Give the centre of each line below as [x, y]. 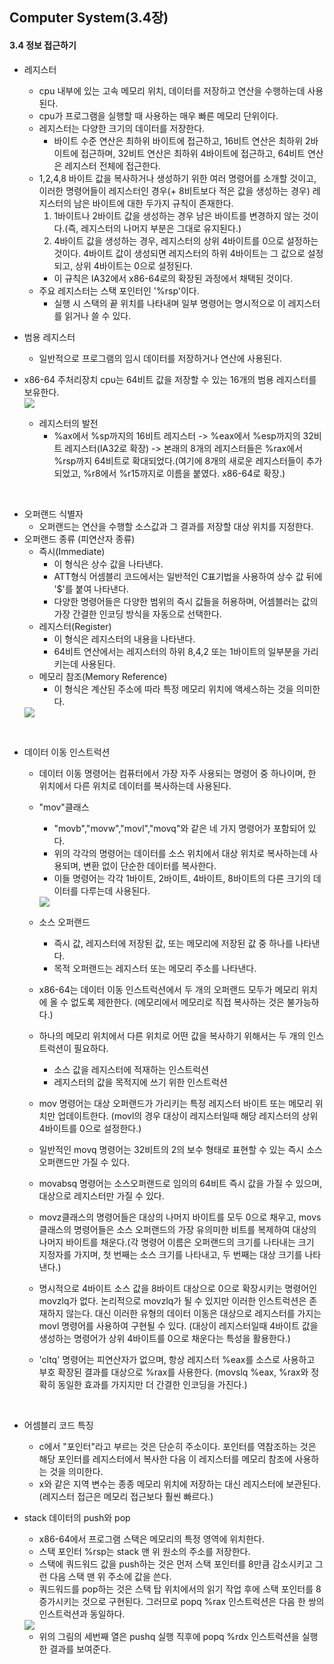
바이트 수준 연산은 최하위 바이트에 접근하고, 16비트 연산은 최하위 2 [182, 140]
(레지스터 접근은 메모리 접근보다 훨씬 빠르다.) [126, 1496]
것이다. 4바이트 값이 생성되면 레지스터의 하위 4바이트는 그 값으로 [179, 253]
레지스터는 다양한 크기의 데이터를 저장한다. [122, 128]
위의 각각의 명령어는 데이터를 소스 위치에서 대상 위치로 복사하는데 [180, 853]
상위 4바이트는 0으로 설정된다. [134, 265]
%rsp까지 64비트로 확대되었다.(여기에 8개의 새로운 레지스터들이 [178, 460]
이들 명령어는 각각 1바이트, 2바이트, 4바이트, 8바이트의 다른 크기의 [182, 878]
